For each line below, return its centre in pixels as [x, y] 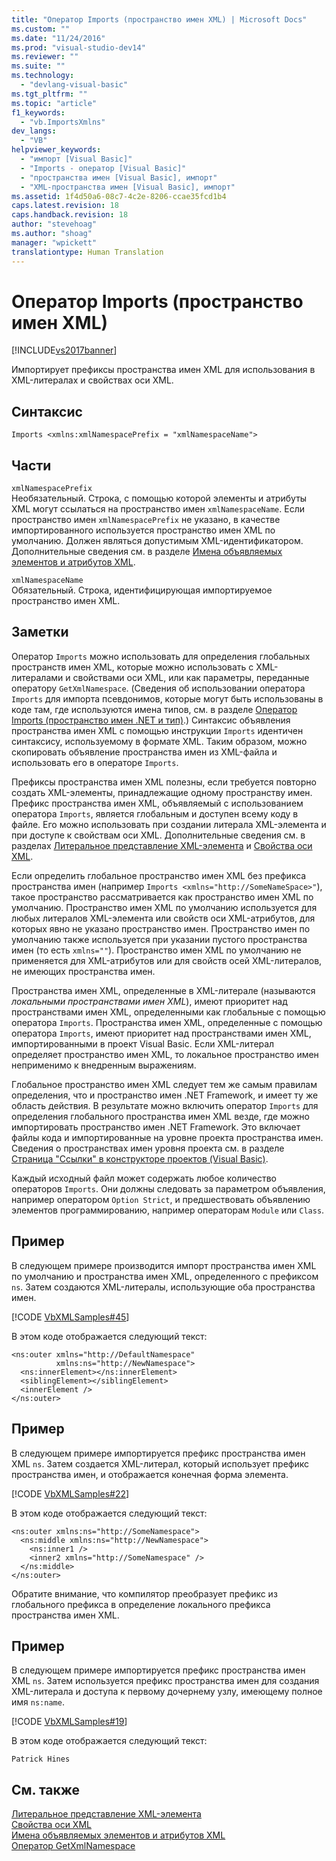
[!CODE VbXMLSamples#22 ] [70, 1493]
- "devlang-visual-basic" [74, 85]
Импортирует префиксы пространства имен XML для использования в [163, 370]
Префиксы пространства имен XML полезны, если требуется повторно [164, 782]
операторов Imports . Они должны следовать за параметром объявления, [168, 1188]
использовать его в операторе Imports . [95, 762]
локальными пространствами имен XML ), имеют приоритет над [149, 1001]
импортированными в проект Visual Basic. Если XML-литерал [143, 1043]
